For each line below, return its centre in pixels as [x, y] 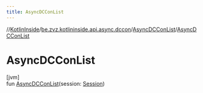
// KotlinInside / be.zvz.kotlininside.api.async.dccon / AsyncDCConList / [92, 29]
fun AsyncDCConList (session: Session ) [55, 83]
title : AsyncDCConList [35, 12]
